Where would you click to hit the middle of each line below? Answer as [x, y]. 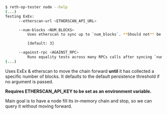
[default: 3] [41, 44]
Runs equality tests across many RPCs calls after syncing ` [92, 57]
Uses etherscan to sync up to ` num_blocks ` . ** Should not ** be [94, 35]
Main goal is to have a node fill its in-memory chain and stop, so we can [79, 101]
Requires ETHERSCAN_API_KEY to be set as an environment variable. [78, 91]
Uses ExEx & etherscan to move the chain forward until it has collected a [80, 71]
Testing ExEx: [20, 16]
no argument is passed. [29, 81]
